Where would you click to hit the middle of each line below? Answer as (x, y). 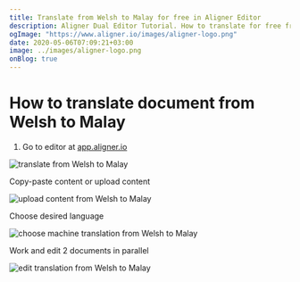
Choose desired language (57, 216)
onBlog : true (33, 59)
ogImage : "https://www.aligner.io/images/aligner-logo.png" (124, 34)
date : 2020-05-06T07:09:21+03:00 (71, 42)
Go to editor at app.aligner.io (75, 146)
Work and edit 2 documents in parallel (79, 250)
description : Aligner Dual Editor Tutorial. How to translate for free (145, 26)
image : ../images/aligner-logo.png (75, 51)
